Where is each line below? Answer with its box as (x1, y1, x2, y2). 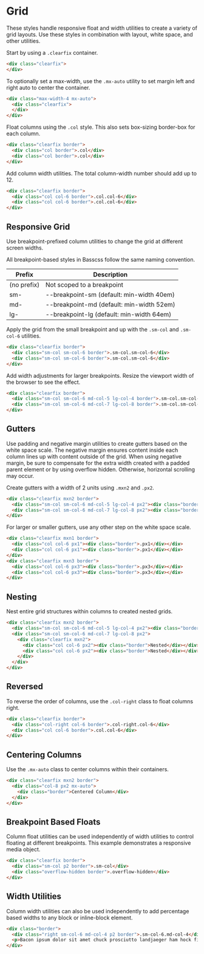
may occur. (6, 472, 35, 479)
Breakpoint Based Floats (6, 817, 101, 827)
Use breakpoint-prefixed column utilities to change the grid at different (6, 238, 183, 245)
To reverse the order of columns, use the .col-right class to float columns (6, 697, 193, 705)
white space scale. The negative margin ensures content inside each (6, 446, 178, 454)
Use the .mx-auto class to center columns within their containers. (6, 766, 169, 773)
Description (93, 270, 128, 279)
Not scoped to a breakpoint (45, 281, 123, 289)
